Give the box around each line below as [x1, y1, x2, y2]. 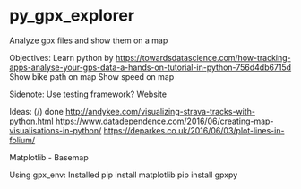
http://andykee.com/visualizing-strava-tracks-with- [65, 106, 256, 116]
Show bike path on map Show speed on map [9, 71, 175, 82]
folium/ [9, 134, 36, 145]
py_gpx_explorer [9, 5, 135, 26]
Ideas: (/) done [9, 106, 64, 116]
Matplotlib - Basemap [9, 151, 89, 162]
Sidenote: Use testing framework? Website [9, 89, 168, 99]
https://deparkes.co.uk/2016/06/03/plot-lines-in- [103, 125, 285, 135]
